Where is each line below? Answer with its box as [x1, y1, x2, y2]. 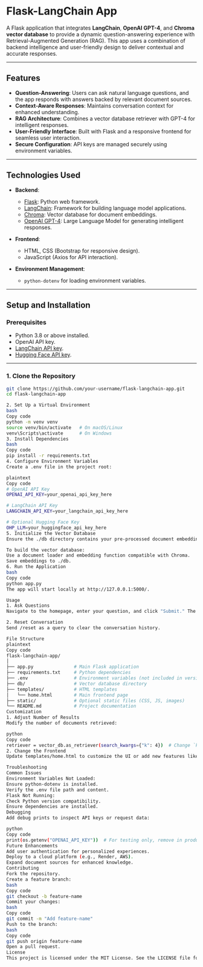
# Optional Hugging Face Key [6, 519, 80, 525]
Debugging [6, 809, 31, 815]
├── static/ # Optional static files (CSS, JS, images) [6, 697, 185, 703]
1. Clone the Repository [6, 372, 76, 380]
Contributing [6, 865, 39, 872]
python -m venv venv [6, 419, 59, 425]
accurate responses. [6, 50, 57, 57]
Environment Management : [14, 265, 86, 273]
